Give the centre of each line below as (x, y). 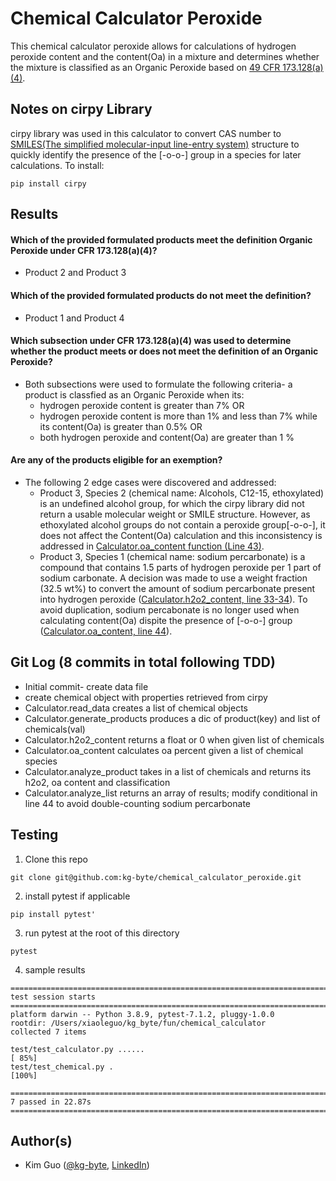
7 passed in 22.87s (51, 1102)
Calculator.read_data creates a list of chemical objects (136, 708)
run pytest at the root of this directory (102, 933)
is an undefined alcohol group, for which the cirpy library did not (172, 503)
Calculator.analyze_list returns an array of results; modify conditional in (171, 793)
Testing (34, 835)
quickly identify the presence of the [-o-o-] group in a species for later (156, 154)
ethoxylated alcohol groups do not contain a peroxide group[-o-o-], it (182, 524)
